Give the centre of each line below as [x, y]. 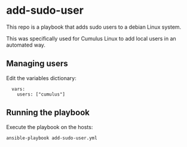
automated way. [26, 45]
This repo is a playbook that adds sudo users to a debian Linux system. [94, 27]
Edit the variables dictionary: [41, 78]
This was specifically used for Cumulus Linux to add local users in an [91, 38]
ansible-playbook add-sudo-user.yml [52, 138]
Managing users [37, 64]
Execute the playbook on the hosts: [50, 127]
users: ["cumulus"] [41, 94]
